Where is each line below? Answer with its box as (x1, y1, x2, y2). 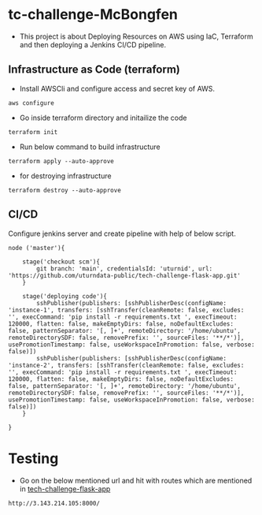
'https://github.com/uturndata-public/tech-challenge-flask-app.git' (8, 271, 242, 279)
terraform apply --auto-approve (8, 157, 114, 165)
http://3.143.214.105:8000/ (8, 499, 101, 507)
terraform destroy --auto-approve (8, 186, 122, 194)
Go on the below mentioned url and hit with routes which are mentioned (19, 476, 253, 485)
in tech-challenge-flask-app (19, 483, 111, 494)
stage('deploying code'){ (22, 292, 108, 300)
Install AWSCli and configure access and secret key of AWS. (19, 84, 215, 93)
